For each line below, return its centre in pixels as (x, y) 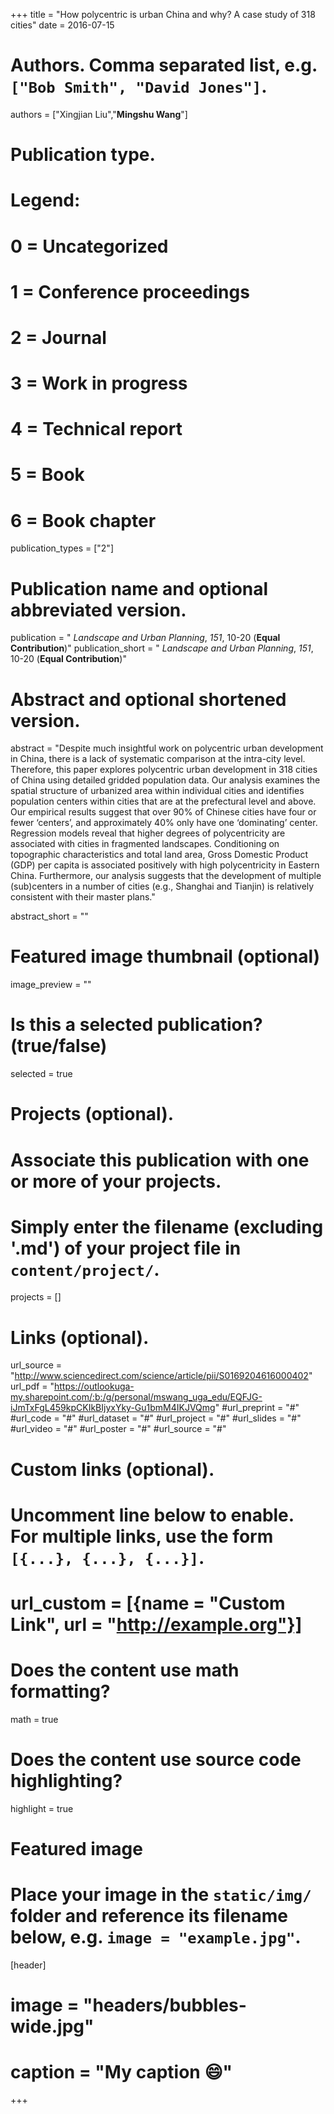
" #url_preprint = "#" (257, 1408)
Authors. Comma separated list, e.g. (164, 65)
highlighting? (66, 1781)
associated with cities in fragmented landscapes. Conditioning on (145, 844)
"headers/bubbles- (165, 2005)
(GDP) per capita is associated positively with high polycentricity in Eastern (165, 865)
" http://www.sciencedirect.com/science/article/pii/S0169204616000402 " (161, 1376)
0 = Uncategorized (89, 246)
